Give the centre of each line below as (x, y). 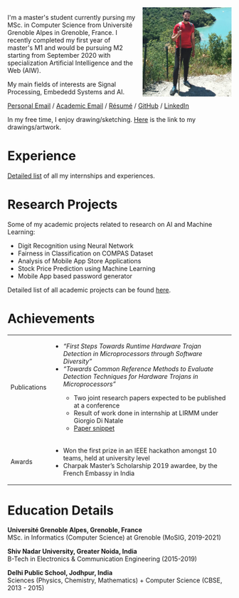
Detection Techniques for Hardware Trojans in (131, 376)
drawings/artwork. (34, 127)
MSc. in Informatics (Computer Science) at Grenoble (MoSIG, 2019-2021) (115, 537)
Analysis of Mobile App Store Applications (79, 260)
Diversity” (78, 361)
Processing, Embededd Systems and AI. (66, 92)
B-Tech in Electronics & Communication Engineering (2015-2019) (102, 559)
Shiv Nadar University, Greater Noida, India (72, 552)
